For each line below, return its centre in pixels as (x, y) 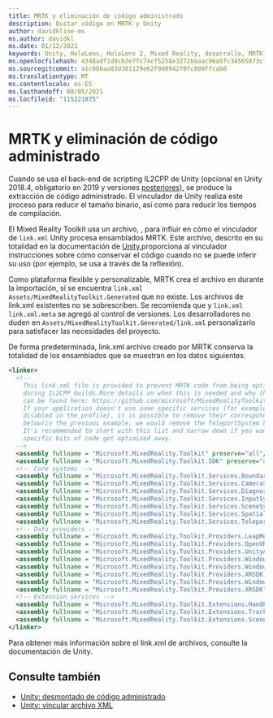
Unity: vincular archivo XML (67, 705)
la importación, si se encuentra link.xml (76, 288)
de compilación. (35, 214)
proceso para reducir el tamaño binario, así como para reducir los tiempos (132, 205)
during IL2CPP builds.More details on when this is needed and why (139, 393)
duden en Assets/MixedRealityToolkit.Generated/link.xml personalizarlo (132, 322)
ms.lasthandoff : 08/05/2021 (56, 91)
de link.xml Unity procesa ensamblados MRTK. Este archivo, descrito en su (136, 238)
